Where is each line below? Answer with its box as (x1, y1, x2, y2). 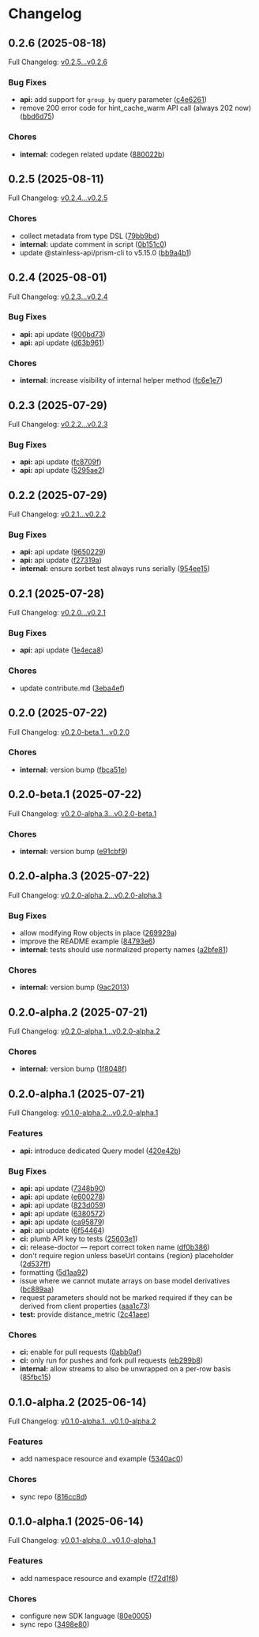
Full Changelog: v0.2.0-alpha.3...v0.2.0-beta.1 (8, 808, 157, 818)
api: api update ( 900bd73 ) (19, 329, 106, 338)
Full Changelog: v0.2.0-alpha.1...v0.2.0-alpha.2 (8, 1026, 160, 1036)
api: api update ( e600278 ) (19, 1192, 106, 1201)
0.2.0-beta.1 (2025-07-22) (8, 788, 142, 801)
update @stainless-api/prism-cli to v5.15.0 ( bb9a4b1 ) (19, 248, 192, 257)
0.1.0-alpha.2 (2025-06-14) (8, 1395, 147, 1408)
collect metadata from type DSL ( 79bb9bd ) (19, 231, 160, 240)
